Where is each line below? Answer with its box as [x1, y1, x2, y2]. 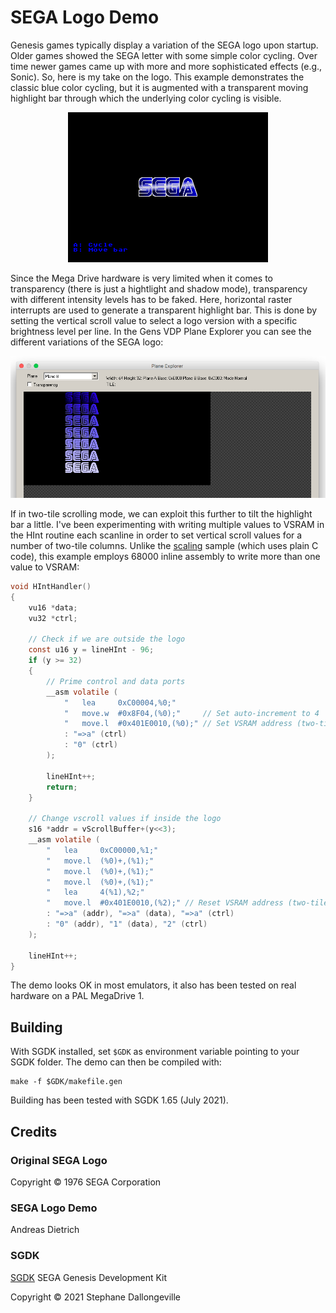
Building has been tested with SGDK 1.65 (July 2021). [10, 1094, 229, 1106]
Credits [10, 1123, 58, 1140]
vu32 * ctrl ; [28, 613, 78, 623]
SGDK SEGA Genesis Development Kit [10, 1271, 168, 1283]
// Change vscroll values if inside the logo [28, 814, 222, 824]
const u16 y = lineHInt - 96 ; [28, 645, 155, 655]
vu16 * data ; [28, 602, 78, 613]
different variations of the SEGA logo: [10, 336, 164, 348]
